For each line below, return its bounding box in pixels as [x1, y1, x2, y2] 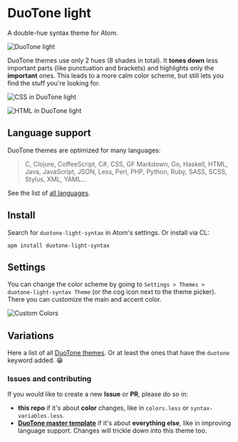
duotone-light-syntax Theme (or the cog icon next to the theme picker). [7, 288, 217, 296]
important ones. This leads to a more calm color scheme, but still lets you [7, 71, 224, 80]
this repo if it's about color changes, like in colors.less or [17, 404, 189, 412]
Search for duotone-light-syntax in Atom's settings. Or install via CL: [7, 228, 210, 236]
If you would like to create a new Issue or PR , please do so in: [7, 390, 189, 399]
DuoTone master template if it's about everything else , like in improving [17, 419, 232, 428]
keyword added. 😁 [7, 356, 63, 364]
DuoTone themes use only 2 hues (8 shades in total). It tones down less [7, 56, 219, 65]
